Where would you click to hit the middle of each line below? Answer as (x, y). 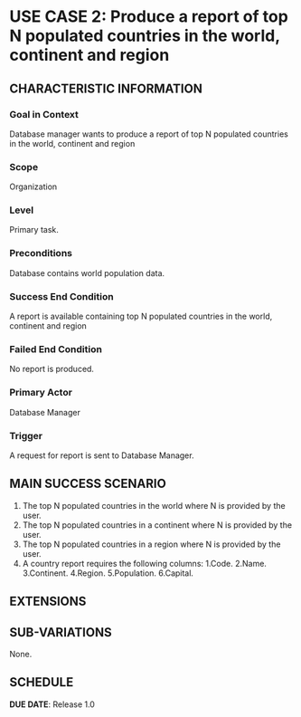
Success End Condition (62, 296)
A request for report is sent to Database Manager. (102, 455)
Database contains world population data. (87, 272)
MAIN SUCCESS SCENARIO (88, 484)
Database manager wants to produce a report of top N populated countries (149, 134)
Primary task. (34, 230)
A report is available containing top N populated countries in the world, (141, 316)
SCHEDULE (42, 682)
